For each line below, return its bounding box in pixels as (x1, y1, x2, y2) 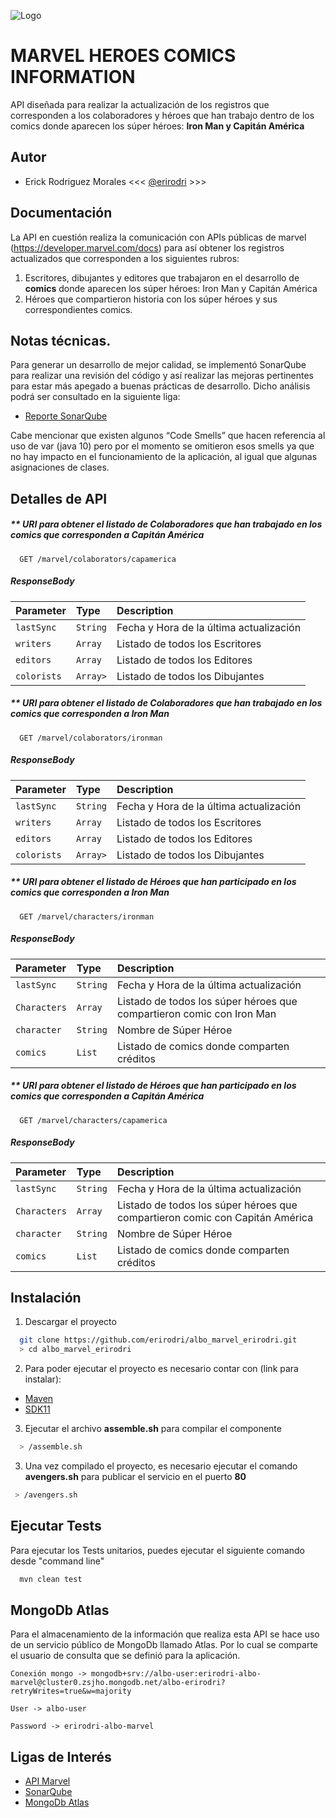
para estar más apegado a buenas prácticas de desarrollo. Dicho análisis (10, 380, 311, 392)
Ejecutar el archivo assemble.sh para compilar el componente (24, 1423, 282, 1435)
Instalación (10, 1289, 82, 1306)
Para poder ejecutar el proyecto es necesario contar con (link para (24, 1363, 299, 1375)
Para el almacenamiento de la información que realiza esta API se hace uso (10, 1628, 320, 1640)
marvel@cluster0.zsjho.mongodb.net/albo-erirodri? (10, 1678, 226, 1688)
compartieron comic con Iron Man (116, 1006, 277, 1020)
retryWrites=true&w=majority (10, 1686, 132, 1697)
